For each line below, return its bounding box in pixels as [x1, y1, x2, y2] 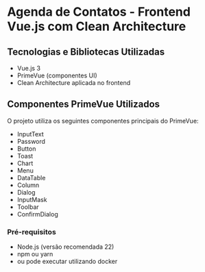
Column [16, 181, 40, 189]
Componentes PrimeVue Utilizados [7, 99, 160, 110]
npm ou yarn [16, 250, 53, 258]
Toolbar [16, 203, 39, 211]
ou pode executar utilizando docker [16, 258, 118, 266]
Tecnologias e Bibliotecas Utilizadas [7, 46, 165, 58]
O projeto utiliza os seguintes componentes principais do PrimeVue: [7, 116, 199, 125]
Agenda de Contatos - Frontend [7, 4, 191, 20]
